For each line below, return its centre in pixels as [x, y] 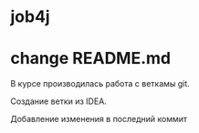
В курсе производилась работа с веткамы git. [100, 84]
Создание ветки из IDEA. [59, 101]
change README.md [91, 59]
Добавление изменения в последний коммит [99, 119]
